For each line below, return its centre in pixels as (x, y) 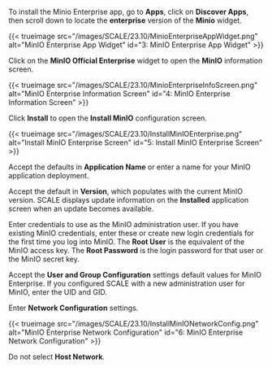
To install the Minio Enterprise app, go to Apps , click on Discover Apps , (129, 12)
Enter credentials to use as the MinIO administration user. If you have (124, 224)
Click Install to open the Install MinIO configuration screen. (108, 118)
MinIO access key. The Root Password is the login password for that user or (136, 250)
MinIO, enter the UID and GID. (58, 292)
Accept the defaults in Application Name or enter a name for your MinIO (130, 167)
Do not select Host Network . (57, 357)
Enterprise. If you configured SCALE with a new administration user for (127, 283)
